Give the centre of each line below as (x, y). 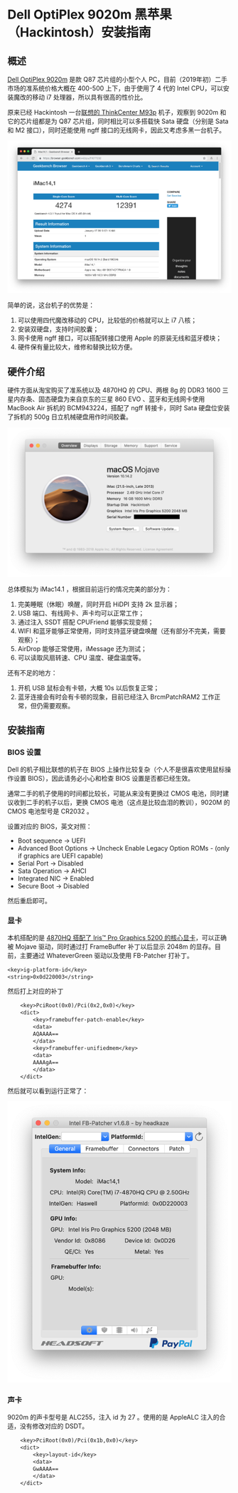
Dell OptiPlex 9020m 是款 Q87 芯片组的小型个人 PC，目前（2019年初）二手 (118, 79)
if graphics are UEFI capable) (60, 855)
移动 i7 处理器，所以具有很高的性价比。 (89, 97)
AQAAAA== (46, 1034)
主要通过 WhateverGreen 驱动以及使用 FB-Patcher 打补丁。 (106, 955)
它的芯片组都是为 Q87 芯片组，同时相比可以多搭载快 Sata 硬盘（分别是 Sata (118, 121)
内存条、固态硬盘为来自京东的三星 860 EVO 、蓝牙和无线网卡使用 (109, 399)
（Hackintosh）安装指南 (79, 32)
